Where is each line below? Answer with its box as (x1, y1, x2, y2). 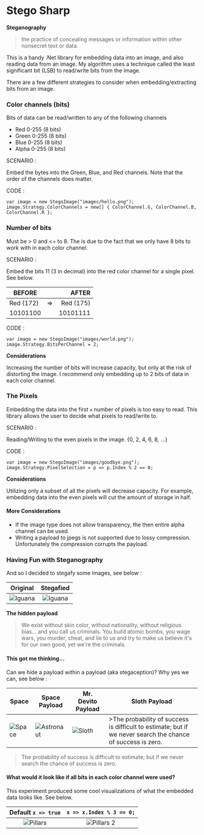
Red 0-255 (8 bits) (15, 126, 61, 133)
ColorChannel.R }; (6, 209, 53, 216)
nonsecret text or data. (21, 42, 79, 49)
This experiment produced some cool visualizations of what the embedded (6, 787, 194, 794)
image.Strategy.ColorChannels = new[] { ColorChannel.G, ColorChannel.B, (6, 204, 197, 211)
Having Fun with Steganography (6, 555, 103, 564)
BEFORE (13, 288, 38, 297)
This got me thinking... (6, 655, 65, 662)
